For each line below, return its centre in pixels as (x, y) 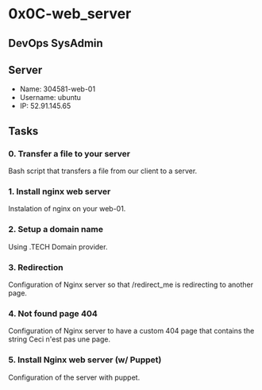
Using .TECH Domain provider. (58, 246)
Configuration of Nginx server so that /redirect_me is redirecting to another (131, 284)
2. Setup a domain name (56, 230)
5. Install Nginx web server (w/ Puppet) (85, 360)
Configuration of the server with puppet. (74, 377)
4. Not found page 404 (53, 313)
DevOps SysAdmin (56, 43)
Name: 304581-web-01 (58, 89)
